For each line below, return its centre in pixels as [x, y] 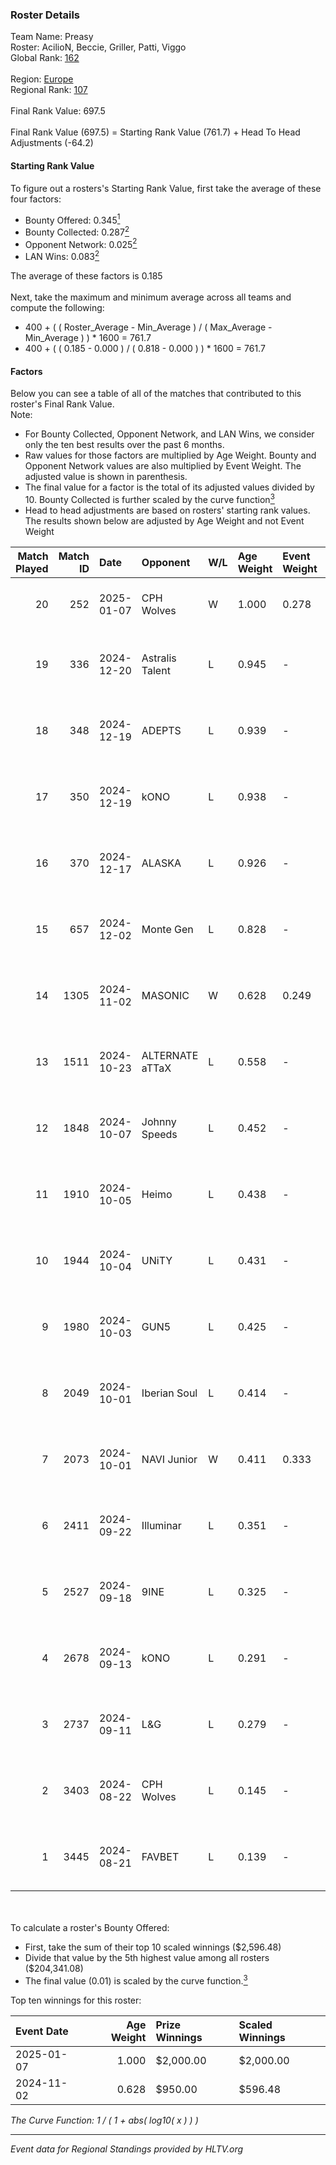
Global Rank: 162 [45, 58]
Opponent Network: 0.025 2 [81, 243]
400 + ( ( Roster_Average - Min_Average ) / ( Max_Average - [148, 327]
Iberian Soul [169, 1393]
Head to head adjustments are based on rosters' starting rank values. [167, 510]
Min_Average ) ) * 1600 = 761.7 [88, 338]
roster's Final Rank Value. [62, 404]
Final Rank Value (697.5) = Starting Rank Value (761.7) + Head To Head [155, 132]
